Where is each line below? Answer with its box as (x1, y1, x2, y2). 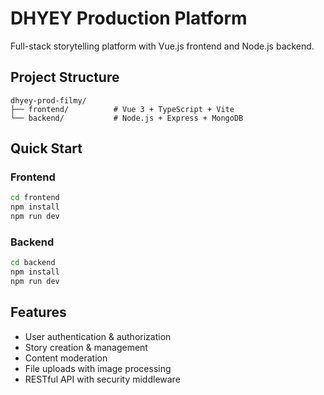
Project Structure (10, 69, 120, 86)
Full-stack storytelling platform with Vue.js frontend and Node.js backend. (10, 40, 315, 52)
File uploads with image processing (24, 362, 172, 374)
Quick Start (10, 140, 83, 157)
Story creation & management (24, 341, 148, 353)
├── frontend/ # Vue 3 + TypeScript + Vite (10, 104, 235, 114)
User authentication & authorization (24, 330, 172, 342)
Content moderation (24, 352, 108, 364)
